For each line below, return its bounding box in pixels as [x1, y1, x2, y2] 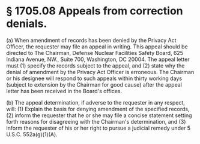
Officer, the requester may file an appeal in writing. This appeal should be [6, 43, 188, 50]
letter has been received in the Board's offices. [6, 87, 122, 94]
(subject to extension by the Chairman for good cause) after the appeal [6, 81, 182, 88]
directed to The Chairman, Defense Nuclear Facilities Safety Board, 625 [6, 49, 184, 56]
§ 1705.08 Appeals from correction [6, 4, 183, 18]
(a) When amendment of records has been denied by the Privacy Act [6, 36, 177, 44]
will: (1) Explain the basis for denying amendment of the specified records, [6, 105, 190, 112]
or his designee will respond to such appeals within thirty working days [6, 75, 182, 82]
